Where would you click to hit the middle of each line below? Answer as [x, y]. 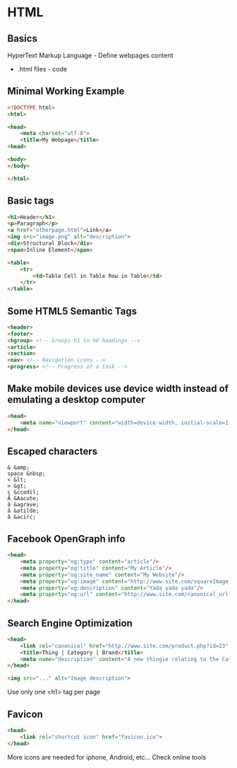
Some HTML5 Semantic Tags [72, 311]
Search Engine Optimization [70, 623]
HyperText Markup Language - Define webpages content [90, 55]
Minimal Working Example [66, 92]
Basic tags [31, 201]
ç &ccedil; [23, 492]
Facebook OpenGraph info [66, 539]
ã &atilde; [23, 511]
